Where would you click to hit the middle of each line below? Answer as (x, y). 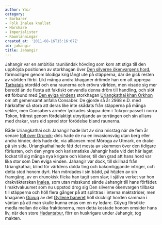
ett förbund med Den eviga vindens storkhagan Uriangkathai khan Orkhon (79, 95)
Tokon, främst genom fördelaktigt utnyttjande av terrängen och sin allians (78, 116)
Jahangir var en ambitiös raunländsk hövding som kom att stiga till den (76, 64)
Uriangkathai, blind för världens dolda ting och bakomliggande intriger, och (80, 166)
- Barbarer (16, 18)
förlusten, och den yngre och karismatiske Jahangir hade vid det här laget (79, 151)
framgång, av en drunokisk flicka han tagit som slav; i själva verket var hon (80, 177)
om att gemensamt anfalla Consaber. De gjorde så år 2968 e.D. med (73, 100)
